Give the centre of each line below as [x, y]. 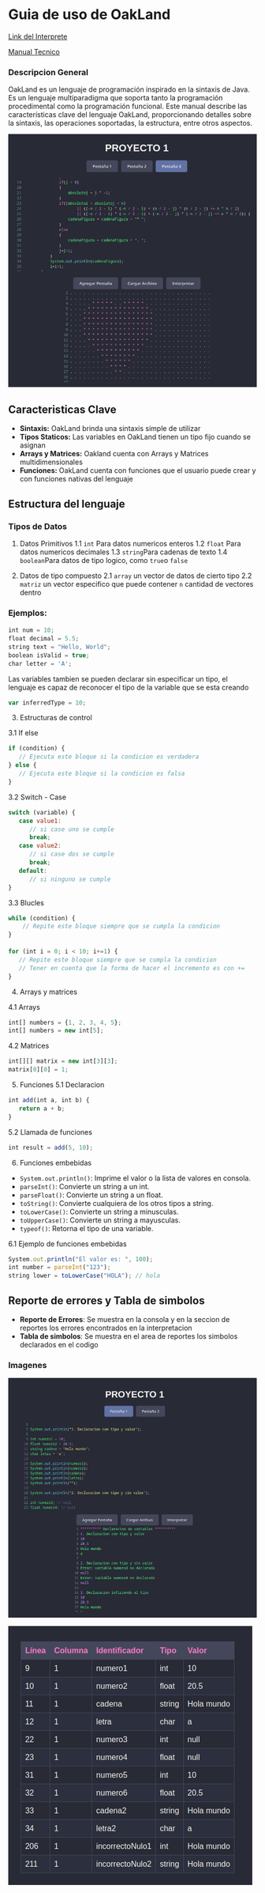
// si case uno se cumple [71, 829]
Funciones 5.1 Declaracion [62, 1085]
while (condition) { [42, 918]
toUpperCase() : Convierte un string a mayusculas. [100, 1220]
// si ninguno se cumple [70, 879]
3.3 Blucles [26, 902]
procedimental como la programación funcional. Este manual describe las [128, 106]
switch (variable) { [42, 812]
